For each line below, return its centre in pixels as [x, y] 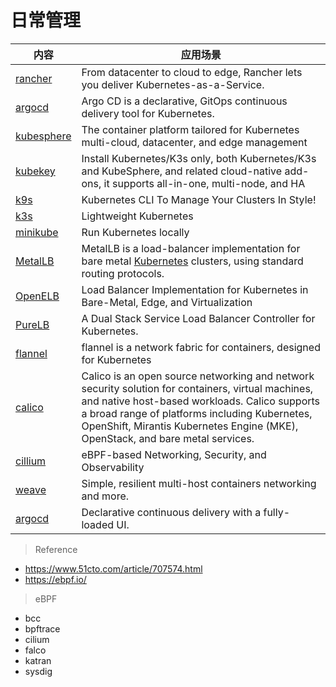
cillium [31, 461]
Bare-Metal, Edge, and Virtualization [167, 302]
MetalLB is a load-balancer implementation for [191, 248]
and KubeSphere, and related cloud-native [182, 171]
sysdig [38, 671]
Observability [113, 467]
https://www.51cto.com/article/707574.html [113, 568]
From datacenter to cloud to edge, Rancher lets [192, 72]
